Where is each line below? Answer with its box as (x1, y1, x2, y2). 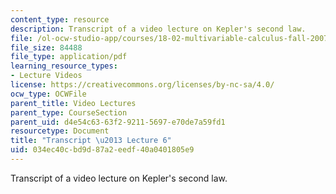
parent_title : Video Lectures (10, 98, 137, 108)
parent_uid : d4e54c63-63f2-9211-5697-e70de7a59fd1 (10, 117, 226, 127)
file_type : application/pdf (10, 52, 128, 62)
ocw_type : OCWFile (10, 89, 87, 99)
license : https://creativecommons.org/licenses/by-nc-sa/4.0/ (10, 80, 275, 90)
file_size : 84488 (10, 42, 83, 53)
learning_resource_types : (10, 61, 118, 71)
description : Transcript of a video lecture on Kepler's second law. (10, 24, 307, 34)
